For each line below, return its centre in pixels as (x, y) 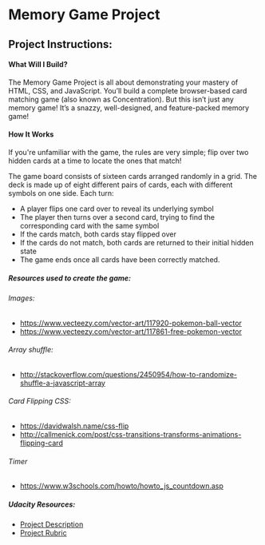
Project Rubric (43, 533)
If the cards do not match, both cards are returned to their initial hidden (136, 242)
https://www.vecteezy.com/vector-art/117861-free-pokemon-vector (131, 331)
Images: (22, 298)
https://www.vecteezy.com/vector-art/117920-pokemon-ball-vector (131, 323)
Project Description (51, 524)
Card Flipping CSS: (40, 401)
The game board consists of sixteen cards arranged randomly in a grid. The (133, 176)
